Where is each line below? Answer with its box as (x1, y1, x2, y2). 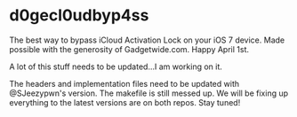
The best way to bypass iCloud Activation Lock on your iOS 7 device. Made (9, 35, 285, 45)
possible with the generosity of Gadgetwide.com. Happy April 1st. (9, 43, 250, 54)
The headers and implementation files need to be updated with (9, 78, 240, 89)
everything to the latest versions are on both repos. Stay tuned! (9, 97, 241, 107)
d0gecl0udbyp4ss (9, 5, 149, 26)
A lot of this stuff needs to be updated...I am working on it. (9, 61, 222, 72)
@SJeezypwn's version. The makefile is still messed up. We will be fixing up (9, 88, 289, 98)
